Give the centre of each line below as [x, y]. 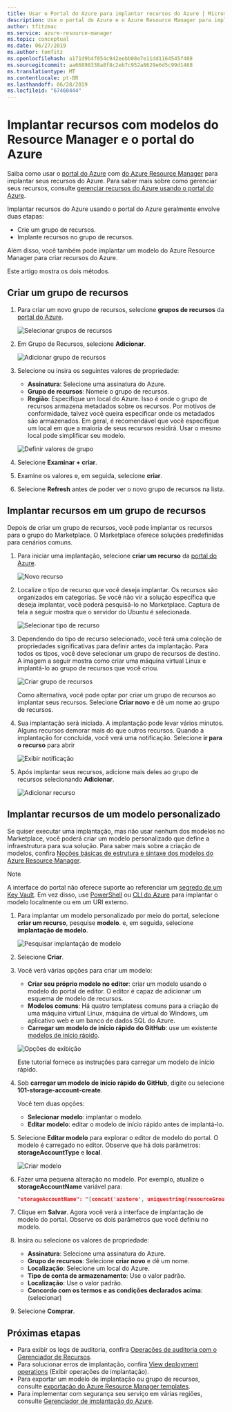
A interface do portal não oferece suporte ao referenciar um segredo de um [115, 887]
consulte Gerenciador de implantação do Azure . [85, 1401]
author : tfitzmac [32, 26]
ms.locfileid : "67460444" [44, 91]
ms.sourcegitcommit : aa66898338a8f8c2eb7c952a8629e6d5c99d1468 [100, 65]
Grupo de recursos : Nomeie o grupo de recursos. [98, 391]
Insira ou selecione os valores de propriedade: [83, 1240]
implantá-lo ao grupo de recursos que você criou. [88, 668]
